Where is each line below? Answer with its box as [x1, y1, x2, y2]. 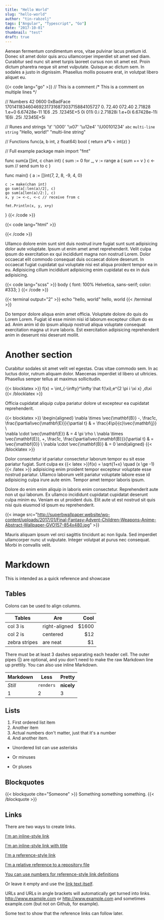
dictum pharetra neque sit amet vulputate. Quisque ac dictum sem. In [5, 63, 144, 69]
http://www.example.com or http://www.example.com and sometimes [5, 896, 145, 901]
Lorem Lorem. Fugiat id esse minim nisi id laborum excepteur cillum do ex [5, 316, 153, 322]
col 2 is [7, 631, 24, 638]
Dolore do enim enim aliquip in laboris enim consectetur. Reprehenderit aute [5, 486, 159, 492]
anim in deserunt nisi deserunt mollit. [5, 332, 80, 337]
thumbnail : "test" [5, 30, 43, 35]
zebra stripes [7, 639, 38, 645]
